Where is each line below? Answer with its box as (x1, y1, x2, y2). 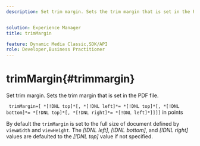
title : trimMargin (6, 30, 52, 36)
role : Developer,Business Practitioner (6, 46, 105, 52)
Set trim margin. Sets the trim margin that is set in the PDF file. (6, 92, 159, 99)
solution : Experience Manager (6, 24, 82, 30)
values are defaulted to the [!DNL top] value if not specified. (6, 133, 154, 140)
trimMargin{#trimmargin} (6, 72, 135, 86)
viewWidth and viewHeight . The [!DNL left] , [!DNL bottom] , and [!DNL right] (6, 126, 189, 134)
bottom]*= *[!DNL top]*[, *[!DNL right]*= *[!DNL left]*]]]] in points (6, 108, 183, 116)
